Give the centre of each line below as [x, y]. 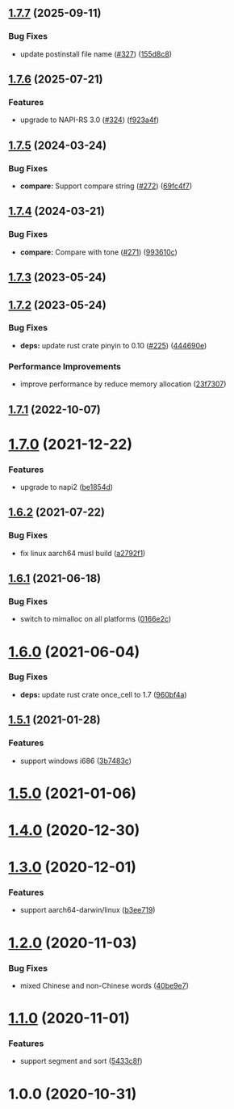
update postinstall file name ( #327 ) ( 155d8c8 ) [96, 54]
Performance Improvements [65, 366]
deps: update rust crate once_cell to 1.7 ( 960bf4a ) [103, 694]
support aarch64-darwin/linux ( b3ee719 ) [88, 910]
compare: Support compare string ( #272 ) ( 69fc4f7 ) [106, 186]
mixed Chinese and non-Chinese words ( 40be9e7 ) [104, 985]
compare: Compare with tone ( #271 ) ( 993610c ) [98, 252]
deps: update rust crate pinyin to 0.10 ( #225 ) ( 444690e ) [113, 345]
